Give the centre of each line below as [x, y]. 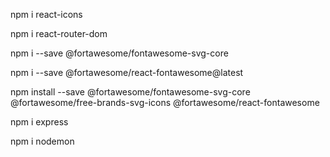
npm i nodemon [42, 141]
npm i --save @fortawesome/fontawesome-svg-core [119, 53]
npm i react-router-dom [59, 33]
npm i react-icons [46, 14]
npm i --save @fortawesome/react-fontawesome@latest [127, 72]
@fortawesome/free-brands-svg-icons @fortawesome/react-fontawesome [165, 102]
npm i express [39, 122]
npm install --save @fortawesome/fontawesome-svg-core [130, 92]
